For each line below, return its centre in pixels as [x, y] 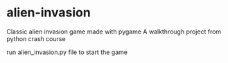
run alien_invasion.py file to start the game [67, 52]
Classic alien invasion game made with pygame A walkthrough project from [114, 32]
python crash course [36, 38]
